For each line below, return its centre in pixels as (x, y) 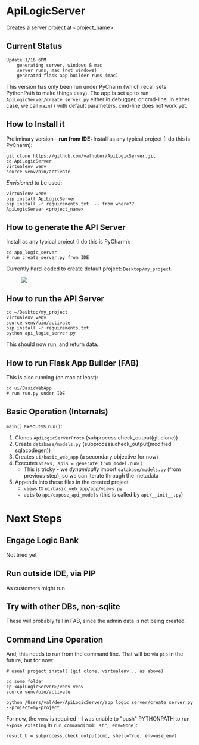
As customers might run (36, 588)
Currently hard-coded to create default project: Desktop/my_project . (89, 269)
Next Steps (34, 519)
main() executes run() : (34, 426)
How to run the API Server (55, 299)
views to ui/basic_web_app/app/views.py (73, 488)
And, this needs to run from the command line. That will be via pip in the (95, 654)
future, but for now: (30, 660)
